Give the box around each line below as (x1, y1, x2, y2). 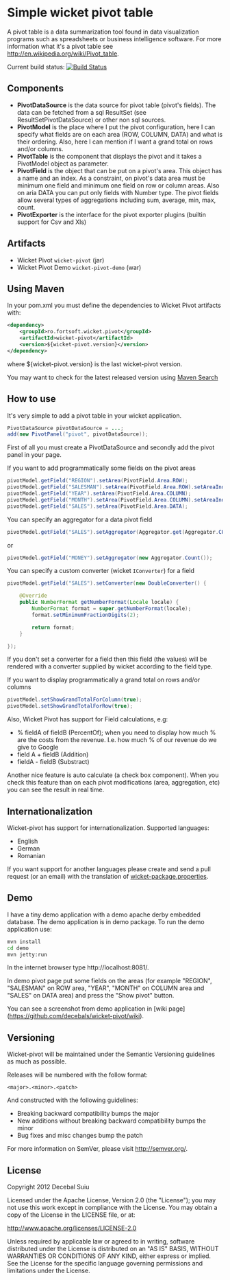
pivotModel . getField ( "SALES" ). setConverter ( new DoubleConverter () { (7, 580, 207, 587)
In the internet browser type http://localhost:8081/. (7, 963, 149, 972)
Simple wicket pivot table (7, 5, 154, 21)
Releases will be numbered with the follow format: (7, 1070, 149, 1079)
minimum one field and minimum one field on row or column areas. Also (16, 181, 220, 190)
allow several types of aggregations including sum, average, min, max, (16, 196, 216, 204)
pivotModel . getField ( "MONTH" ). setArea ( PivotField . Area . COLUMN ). (7, 496, 194, 503)
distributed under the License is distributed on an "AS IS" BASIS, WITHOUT (7, 1245, 219, 1253)
